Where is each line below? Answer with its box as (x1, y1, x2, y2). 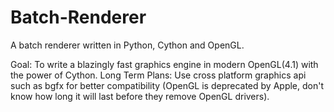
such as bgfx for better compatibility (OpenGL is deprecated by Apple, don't (10, 79, 324, 91)
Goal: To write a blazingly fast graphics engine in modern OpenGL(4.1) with (10, 58, 319, 70)
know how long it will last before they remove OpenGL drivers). (10, 90, 270, 102)
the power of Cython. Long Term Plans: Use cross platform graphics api (10, 69, 307, 81)
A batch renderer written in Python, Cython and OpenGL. (10, 39, 245, 51)
